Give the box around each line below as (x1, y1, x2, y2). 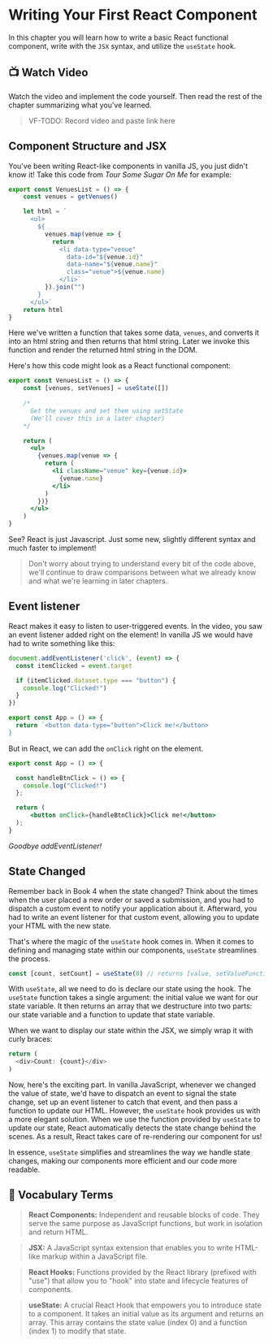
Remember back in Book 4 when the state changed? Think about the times (8, 886, 258, 895)
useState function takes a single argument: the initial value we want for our (8, 993, 258, 1003)
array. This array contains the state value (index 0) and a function (28, 1317, 248, 1327)
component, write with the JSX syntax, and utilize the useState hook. (8, 41, 236, 50)
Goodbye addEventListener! (8, 841, 102, 851)
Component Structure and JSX (8, 140, 167, 154)
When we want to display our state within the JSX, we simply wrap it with (8, 1025, 253, 1035)
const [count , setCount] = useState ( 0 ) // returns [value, (8, 969, 213, 978)
